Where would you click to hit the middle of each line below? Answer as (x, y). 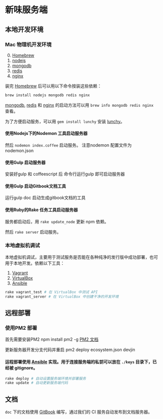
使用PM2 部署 (21, 328)
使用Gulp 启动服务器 (25, 162)
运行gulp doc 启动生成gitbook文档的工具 (45, 198)
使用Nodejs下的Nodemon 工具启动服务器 (46, 134)
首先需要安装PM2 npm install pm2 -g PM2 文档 (52, 339)
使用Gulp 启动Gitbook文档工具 (36, 186)
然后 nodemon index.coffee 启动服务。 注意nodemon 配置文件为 (68, 145)
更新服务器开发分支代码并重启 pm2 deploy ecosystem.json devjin (70, 350)
